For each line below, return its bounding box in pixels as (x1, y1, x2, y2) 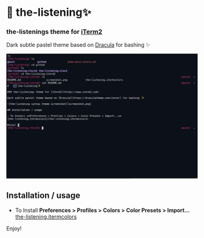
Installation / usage (6, 191, 81, 201)
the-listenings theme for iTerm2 (6, 27, 103, 36)
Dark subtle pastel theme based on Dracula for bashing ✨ (6, 41, 151, 49)
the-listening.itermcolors (15, 212, 77, 220)
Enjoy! (6, 225, 22, 232)
